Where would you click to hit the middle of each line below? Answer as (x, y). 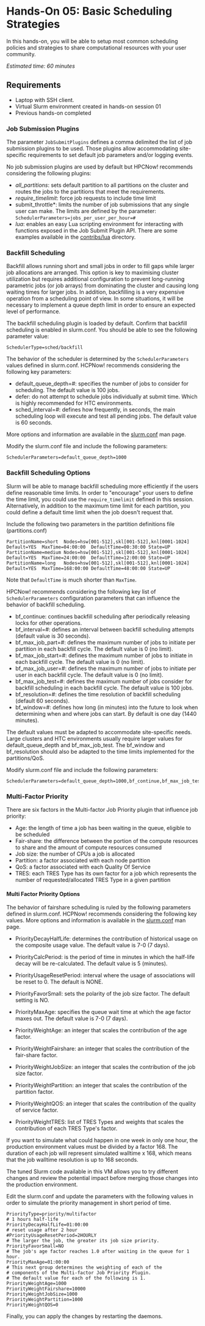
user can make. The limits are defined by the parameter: (86, 211)
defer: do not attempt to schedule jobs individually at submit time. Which (106, 397)
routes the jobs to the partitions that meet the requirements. (90, 192)
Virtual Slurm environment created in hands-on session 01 (88, 106)
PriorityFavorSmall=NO (35, 1246)
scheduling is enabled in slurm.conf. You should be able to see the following (102, 330)
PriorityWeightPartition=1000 (45, 1300)
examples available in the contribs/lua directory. (75, 237)
